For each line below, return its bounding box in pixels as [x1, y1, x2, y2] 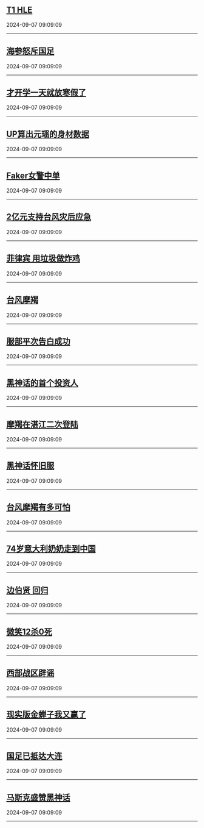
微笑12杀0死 [6, 626, 53, 637]
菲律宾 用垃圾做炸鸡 [6, 253, 80, 264]
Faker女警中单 [6, 170, 60, 180]
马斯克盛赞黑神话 [6, 792, 70, 802]
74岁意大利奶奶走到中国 [6, 543, 96, 554]
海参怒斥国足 [6, 46, 55, 57]
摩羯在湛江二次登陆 [6, 419, 78, 429]
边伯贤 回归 [6, 585, 49, 595]
